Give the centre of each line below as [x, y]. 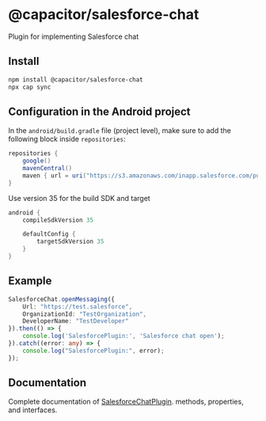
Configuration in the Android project [100, 111]
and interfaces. [33, 410]
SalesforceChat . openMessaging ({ [61, 299]
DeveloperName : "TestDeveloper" [76, 321]
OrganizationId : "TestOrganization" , [85, 314]
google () [37, 161]
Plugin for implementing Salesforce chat [74, 36]
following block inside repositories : [67, 139]
